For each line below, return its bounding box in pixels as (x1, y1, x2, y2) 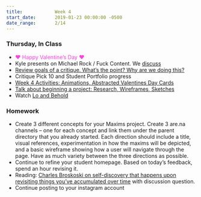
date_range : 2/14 (6, 20, 66, 26)
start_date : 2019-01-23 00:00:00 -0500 (6, 14, 122, 20)
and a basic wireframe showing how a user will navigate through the (14, 145, 185, 153)
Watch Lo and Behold (14, 91, 69, 99)
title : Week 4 (6, 8, 71, 15)
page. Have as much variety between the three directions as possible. (14, 152, 189, 159)
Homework (6, 106, 39, 115)
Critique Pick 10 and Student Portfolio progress (14, 73, 132, 80)
